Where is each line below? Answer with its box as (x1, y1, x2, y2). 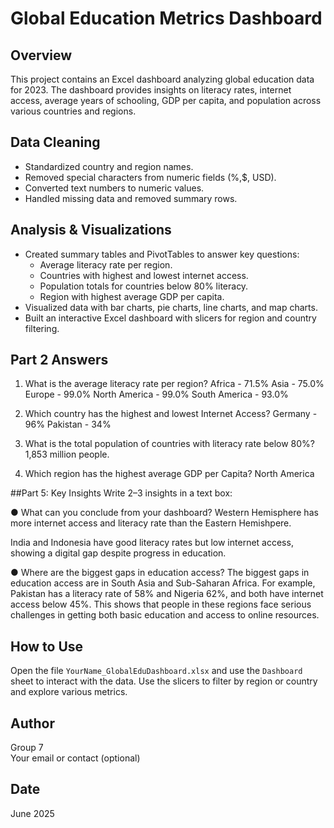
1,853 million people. (24, 448, 110, 461)
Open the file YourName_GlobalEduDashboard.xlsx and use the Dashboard (10, 665, 303, 677)
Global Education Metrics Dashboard (10, 7, 323, 30)
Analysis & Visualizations (10, 222, 172, 239)
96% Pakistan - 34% (24, 418, 112, 431)
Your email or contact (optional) (10, 752, 141, 764)
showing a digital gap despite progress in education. (10, 547, 227, 559)
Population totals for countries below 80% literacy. (39, 280, 249, 292)
